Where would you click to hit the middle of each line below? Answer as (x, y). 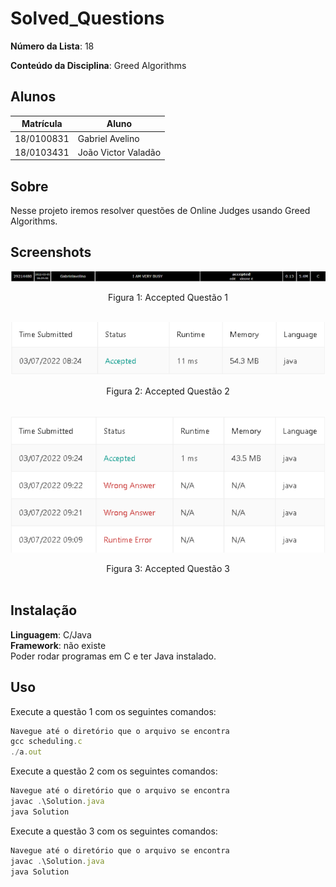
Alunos (33, 97)
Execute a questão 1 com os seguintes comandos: (113, 711)
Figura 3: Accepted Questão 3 (168, 568)
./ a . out (26, 752)
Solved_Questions (87, 18)
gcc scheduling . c (46, 742)
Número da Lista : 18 (52, 46)
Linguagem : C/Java (51, 634)
